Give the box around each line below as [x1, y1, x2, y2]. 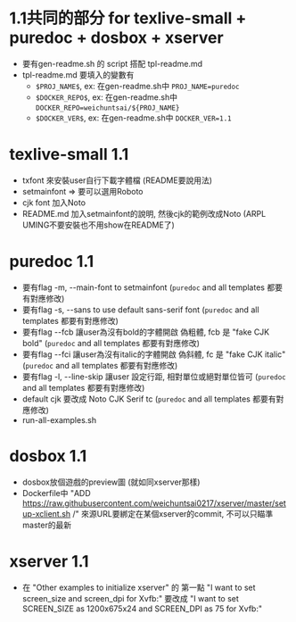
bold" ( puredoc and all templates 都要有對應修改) [21, 337, 201, 348]
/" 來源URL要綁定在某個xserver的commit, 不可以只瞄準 [72, 508, 274, 518]
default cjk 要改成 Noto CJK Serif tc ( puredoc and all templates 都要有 [21, 394, 276, 404]
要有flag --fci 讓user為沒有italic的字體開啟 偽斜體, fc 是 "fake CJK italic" [21, 349, 286, 360]
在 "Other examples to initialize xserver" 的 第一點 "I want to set [21, 582, 256, 593]
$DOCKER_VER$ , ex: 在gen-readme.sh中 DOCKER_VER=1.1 [35, 112, 232, 123]
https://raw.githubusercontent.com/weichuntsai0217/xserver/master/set [21, 497, 287, 509]
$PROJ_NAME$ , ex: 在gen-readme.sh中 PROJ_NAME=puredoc [35, 80, 240, 91]
